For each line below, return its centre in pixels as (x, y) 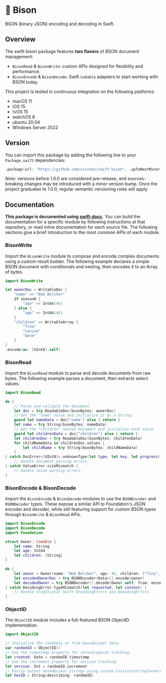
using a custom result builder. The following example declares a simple (77, 261)
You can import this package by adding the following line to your (71, 155)
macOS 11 (22, 101)
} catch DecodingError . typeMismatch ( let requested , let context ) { (76, 587)
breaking (14, 184)
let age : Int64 (30, 551)
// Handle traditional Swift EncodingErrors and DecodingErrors (82, 592)
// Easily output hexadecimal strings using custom (59, 671)
